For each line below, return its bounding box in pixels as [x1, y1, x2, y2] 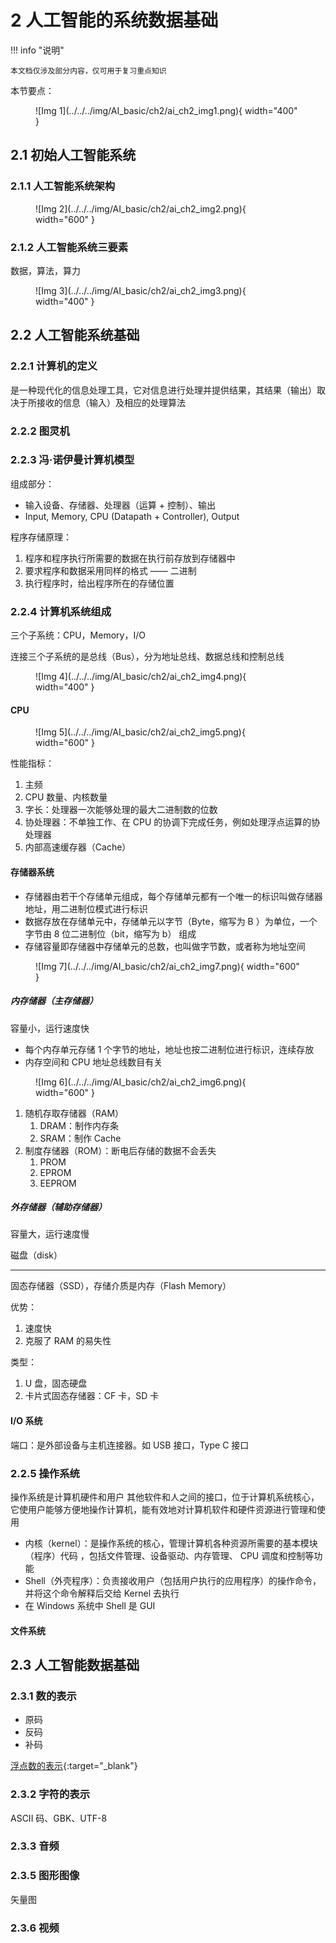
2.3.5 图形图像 [10, 1869, 80, 1883]
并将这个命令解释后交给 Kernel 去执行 [24, 1587, 180, 1599]
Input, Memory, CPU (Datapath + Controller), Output [24, 510, 240, 522]
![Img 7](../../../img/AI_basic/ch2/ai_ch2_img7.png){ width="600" [35, 960, 300, 972]
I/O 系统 [10, 1415, 43, 1427]
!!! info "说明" [10, 44, 65, 56]
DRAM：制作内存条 [39, 1119, 120, 1131]
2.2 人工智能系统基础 [10, 327, 140, 344]
